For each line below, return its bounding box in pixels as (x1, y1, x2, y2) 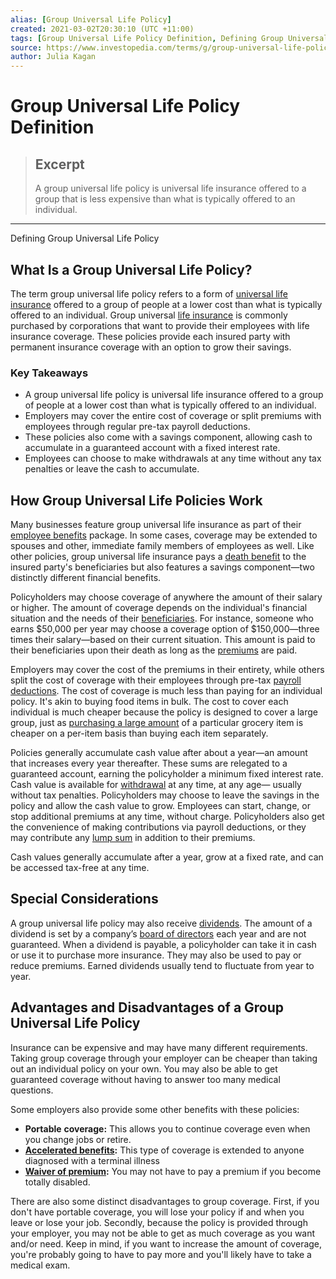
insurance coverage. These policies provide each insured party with (10, 330, 291, 342)
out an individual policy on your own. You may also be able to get (10, 1062, 278, 1075)
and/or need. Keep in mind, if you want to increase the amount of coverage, (10, 1237, 323, 1250)
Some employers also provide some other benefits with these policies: (10, 1103, 300, 1115)
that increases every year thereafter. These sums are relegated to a (10, 757, 288, 770)
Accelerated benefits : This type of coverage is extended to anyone (24, 1144, 305, 1156)
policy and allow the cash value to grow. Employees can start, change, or (10, 800, 311, 812)
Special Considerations (10, 891, 159, 908)
